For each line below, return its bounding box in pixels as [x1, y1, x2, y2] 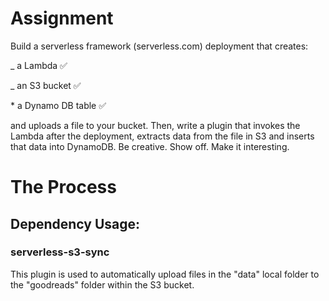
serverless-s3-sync [10, 245, 110, 259]
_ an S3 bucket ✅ [10, 79, 82, 91]
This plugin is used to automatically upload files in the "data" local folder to [10, 268, 320, 280]
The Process [10, 176, 117, 199]
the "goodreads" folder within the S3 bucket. [10, 278, 195, 291]
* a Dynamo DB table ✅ [10, 99, 107, 111]
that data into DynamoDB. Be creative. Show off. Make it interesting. [10, 140, 290, 152]
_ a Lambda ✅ [10, 59, 68, 71]
